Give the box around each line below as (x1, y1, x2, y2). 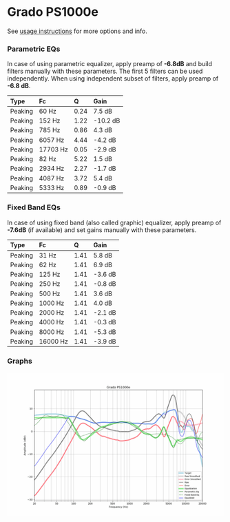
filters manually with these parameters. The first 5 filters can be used (7, 67, 203, 76)
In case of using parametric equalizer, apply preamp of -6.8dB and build (7, 60, 212, 68)
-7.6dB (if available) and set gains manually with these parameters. (7, 225, 197, 234)
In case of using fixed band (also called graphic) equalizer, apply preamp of (7, 218, 222, 227)
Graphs (7, 356, 32, 366)
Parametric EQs (7, 44, 61, 54)
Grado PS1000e (7, 4, 98, 20)
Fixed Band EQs (7, 202, 61, 212)
